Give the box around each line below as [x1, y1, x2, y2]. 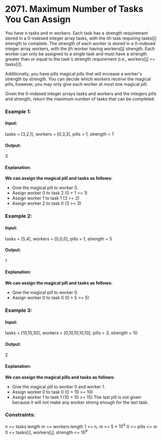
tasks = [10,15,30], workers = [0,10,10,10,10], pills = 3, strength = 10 [5, 330, 138, 336]
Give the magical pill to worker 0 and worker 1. [12, 384, 105, 390]
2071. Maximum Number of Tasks [5, 3, 143, 15]
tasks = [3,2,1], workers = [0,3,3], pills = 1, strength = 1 [5, 131, 114, 137]
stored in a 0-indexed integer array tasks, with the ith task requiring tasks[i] [5, 35, 157, 41]
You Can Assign [5, 14, 71, 25]
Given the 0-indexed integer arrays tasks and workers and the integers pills [5, 91, 157, 97]
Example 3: [5, 307, 33, 314]
